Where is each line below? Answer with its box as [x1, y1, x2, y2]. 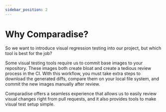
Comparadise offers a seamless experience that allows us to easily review [5, 90, 157, 97]
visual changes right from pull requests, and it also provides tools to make [5, 96, 157, 102]
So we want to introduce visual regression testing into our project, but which [5, 45, 162, 51]
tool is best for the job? [5, 50, 52, 56]
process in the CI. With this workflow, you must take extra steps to [5, 70, 141, 76]
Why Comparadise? [5, 28, 88, 40]
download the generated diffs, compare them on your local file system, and [5, 75, 159, 82]
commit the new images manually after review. [5, 81, 100, 87]
